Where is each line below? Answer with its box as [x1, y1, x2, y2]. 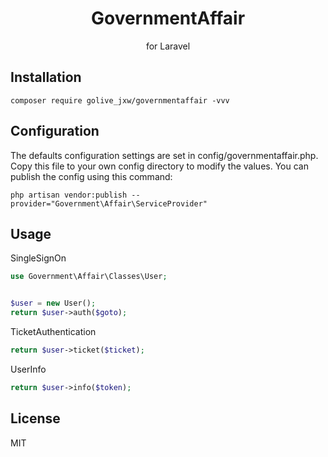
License [10, 410, 61, 427]
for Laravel [145, 40, 191, 52]
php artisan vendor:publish [10, 190, 128, 200]
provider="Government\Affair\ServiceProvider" [10, 198, 208, 209]
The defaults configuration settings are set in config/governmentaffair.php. [10, 149, 319, 161]
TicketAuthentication [10, 326, 97, 337]
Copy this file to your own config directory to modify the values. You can [10, 160, 309, 172]
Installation [10, 69, 82, 86]
